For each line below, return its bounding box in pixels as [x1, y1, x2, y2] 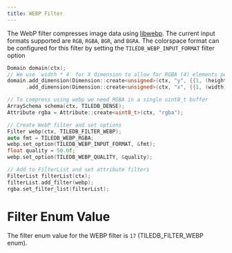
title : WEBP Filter [7, 10, 64, 17]
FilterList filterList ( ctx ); [7, 172, 91, 180]
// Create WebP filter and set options [7, 122, 122, 129]
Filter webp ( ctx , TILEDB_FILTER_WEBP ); [7, 128, 122, 135]
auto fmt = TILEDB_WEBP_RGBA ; [7, 134, 95, 142]
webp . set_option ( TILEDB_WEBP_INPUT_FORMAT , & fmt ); [7, 141, 156, 148]
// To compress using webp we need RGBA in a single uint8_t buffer [7, 96, 209, 104]
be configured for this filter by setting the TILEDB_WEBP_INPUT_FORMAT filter [7, 44, 215, 52]
